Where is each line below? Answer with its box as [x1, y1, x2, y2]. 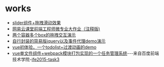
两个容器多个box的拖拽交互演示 [12, 32, 76, 38]
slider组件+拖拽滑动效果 [12, 20, 61, 25]
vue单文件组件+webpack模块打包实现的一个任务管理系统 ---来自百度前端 [12, 50, 159, 56]
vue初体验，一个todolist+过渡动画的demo [12, 44, 97, 50]
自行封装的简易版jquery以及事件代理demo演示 [12, 38, 106, 44]
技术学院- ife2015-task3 [12, 56, 60, 62]
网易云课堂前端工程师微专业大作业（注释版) [12, 25, 100, 32]
